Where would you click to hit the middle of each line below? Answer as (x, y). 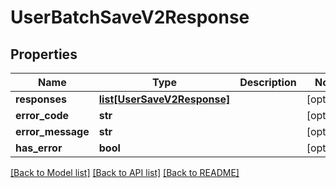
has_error (39, 148)
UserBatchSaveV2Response (130, 17)
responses (41, 99)
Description (268, 82)
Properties (44, 54)
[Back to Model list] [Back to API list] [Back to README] (125, 172)
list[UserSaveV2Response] (164, 99)
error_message (52, 131)
